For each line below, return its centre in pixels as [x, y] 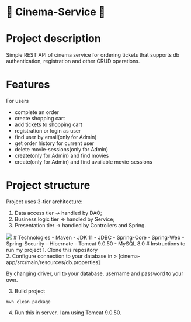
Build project [30, 291]
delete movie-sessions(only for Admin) [61, 150]
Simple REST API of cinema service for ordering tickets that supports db [93, 55]
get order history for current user [54, 143]
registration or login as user [48, 131]
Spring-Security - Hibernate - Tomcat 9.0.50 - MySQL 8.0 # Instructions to [96, 244]
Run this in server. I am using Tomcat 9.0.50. [68, 313]
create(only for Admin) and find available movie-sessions [84, 162]
